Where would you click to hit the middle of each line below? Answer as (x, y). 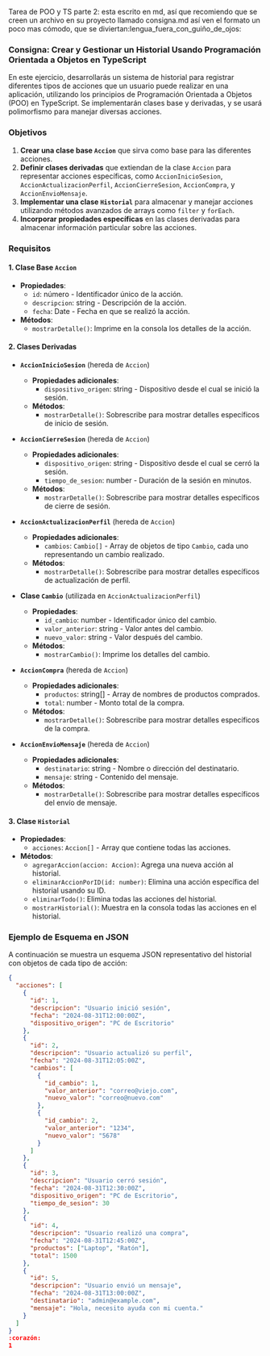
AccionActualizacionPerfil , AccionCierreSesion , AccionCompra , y (127, 184)
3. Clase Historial (39, 821)
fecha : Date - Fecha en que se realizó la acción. (111, 311)
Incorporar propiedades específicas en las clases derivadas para (130, 219)
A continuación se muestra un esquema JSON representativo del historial (130, 955)
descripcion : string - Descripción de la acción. (109, 303)
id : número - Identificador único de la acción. (108, 294)
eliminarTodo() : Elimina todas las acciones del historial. (125, 899)
